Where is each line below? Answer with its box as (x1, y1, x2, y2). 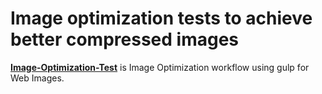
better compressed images (10, 28, 239, 51)
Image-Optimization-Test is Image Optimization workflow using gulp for (10, 61, 310, 73)
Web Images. (10, 72, 65, 84)
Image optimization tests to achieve (10, 7, 313, 30)
